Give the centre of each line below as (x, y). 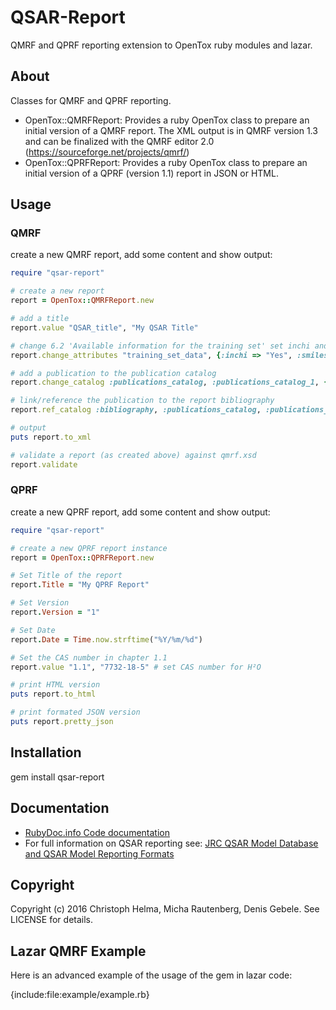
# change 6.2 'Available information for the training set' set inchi (160, 346)
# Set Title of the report (66, 576)
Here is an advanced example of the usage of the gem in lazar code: (151, 975)
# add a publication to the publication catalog (113, 373)
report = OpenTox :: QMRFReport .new (82, 301)
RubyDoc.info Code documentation (97, 832)
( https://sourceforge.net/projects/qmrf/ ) (107, 152)
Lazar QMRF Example (78, 951)
